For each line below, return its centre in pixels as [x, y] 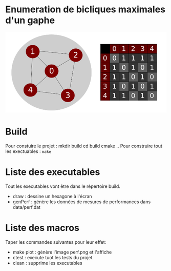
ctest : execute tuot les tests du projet [52, 257]
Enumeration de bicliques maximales [85, 9]
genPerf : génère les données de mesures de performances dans [82, 202]
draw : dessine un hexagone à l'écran [52, 197]
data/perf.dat [27, 207]
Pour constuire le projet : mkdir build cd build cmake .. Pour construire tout [84, 146]
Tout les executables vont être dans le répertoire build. [63, 186]
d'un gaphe [30, 20]
